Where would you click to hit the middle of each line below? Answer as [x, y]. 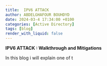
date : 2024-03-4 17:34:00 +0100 [40, 19]
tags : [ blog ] [19, 29]
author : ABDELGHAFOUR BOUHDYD [38, 15]
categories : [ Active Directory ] [40, 24]
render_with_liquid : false [34, 34]
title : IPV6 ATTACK [27, 10]
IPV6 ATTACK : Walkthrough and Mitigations [53, 48]
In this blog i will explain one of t [39, 58]
